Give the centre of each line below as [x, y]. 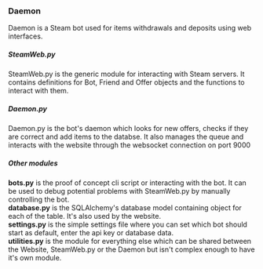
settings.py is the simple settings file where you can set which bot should [128, 224]
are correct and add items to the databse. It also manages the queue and [126, 137]
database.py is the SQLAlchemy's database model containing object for [125, 208]
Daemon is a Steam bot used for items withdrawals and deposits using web [130, 28]
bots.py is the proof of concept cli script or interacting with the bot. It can [128, 183]
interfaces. [26, 36]
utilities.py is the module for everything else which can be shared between [130, 242]
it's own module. [35, 258]
